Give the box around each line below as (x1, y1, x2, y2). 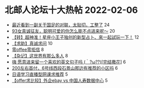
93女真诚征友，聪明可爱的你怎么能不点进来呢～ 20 (11, 28, 115, 34)
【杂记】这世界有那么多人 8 (11, 52, 68, 58)
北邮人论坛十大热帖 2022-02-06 (4, 4, 138, 16)
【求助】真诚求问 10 (11, 40, 53, 46)
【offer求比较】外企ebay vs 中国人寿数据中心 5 (11, 77, 108, 83)
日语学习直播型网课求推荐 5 (11, 71, 68, 77)
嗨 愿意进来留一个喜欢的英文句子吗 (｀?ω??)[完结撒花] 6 (11, 59, 126, 65)
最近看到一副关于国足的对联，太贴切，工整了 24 (11, 22, 110, 28)
